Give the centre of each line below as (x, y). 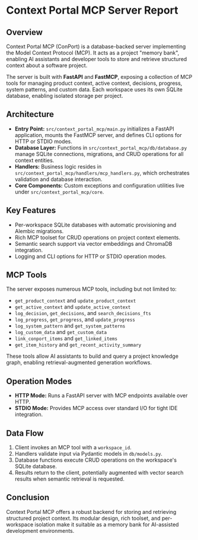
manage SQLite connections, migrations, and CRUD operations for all (99, 154)
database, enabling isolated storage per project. (65, 96)
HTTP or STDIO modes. (44, 141)
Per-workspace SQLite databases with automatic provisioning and (95, 225)
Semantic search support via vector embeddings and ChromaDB (93, 243)
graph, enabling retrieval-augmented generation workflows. (79, 363)
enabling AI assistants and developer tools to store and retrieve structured (97, 59)
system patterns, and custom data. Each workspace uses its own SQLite (94, 89)
